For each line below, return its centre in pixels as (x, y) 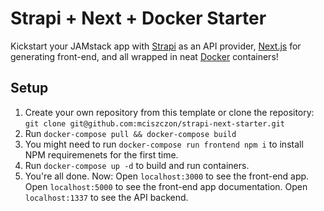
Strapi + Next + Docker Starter (138, 18)
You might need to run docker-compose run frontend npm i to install (164, 144)
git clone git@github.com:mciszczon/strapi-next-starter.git (155, 123)
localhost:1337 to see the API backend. (106, 197)
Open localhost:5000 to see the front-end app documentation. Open (166, 186)
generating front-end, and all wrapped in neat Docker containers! (144, 56)
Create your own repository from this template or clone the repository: (169, 112)
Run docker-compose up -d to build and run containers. (137, 165)
